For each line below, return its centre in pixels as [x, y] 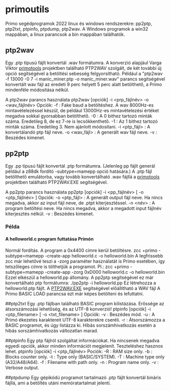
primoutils [27, 9]
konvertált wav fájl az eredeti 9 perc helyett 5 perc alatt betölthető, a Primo [84, 84]
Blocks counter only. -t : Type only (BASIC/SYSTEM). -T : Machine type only [85, 357]
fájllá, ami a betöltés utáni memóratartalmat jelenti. [58, 383]
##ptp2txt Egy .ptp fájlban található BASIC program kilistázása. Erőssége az [85, 303]
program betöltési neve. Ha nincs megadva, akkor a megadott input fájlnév [83, 208]
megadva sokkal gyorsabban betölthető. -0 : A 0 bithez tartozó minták [79, 116]
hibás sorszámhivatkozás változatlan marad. [52, 330]
